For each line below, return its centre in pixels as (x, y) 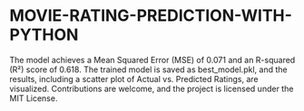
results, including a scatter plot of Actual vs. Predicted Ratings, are (134, 79)
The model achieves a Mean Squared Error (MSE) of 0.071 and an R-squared (152, 60)
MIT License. (34, 98)
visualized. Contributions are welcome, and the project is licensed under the (152, 88)
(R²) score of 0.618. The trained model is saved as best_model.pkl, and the (148, 69)
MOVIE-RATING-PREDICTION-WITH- (151, 16)
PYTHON (44, 35)
